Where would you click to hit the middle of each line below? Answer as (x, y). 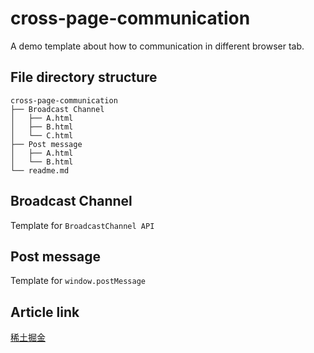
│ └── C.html (42, 135)
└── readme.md (40, 170)
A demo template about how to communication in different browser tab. (157, 46)
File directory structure (84, 77)
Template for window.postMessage (78, 281)
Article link (45, 312)
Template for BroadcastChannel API (82, 225)
